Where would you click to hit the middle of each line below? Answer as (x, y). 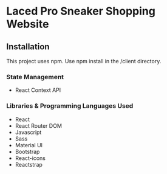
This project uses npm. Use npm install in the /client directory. (84, 61)
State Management (35, 77)
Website (28, 24)
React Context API (38, 90)
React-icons (30, 158)
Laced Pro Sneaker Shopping (81, 11)
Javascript (28, 132)
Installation (28, 47)
